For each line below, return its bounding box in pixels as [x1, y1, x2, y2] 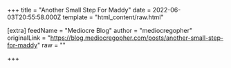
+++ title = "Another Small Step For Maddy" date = [7, 6, 151, 14]
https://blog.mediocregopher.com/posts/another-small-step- [50, 34, 223, 42]
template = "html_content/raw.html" [62, 13, 164, 21]
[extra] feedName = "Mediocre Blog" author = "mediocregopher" [7, 27, 193, 34]
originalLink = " [7, 34, 50, 42]
